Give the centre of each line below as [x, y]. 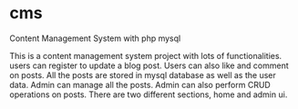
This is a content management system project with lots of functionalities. [146, 55]
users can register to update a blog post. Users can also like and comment [149, 65]
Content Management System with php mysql [95, 38]
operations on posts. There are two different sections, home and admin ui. [149, 94]
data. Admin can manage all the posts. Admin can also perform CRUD [140, 84]
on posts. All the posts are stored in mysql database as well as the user [143, 74]
